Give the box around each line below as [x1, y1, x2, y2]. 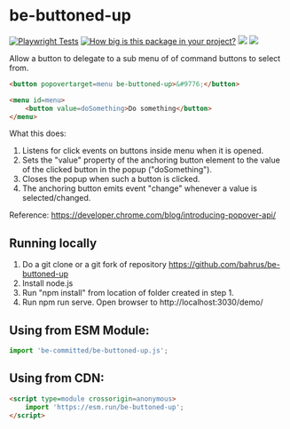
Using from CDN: [9, 370, 105, 386]
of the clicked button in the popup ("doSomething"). [21, 164, 213, 175]
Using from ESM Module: [9, 322, 150, 338]
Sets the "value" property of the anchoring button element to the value [21, 155, 281, 165]
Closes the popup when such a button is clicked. [21, 174, 200, 185]
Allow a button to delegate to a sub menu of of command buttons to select [9, 52, 281, 63]
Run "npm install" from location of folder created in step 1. [21, 288, 234, 298]
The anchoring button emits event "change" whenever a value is [21, 183, 257, 194]
